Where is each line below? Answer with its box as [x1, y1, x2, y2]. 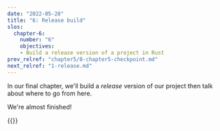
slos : [7, 23, 23, 30]
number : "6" [20, 36, 55, 43]
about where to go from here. [7, 89, 92, 97]
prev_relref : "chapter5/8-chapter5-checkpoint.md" [7, 56, 158, 63]
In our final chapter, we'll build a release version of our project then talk [7, 81, 213, 90]
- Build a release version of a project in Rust [20, 50, 165, 57]
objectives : [20, 43, 55, 50]
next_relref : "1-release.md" [7, 62, 92, 69]
